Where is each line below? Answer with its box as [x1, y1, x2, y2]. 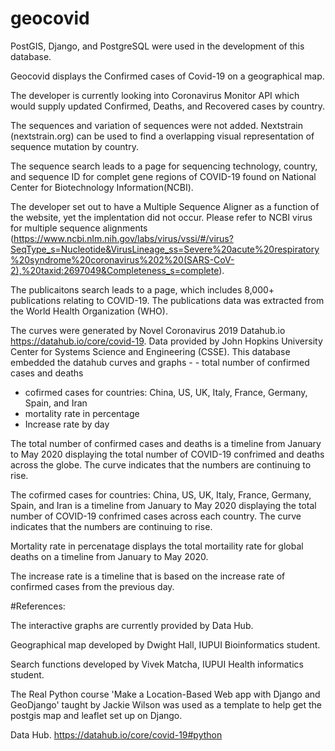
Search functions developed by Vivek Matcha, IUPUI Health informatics [10, 658, 304, 670]
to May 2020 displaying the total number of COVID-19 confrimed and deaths [10, 448, 325, 460]
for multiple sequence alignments [10, 222, 148, 234]
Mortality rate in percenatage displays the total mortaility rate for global [10, 540, 304, 552]
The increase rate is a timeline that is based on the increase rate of [10, 570, 286, 582]
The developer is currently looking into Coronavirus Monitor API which [10, 89, 300, 101]
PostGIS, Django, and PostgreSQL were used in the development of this [10, 40, 305, 52]
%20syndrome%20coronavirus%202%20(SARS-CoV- [10, 253, 235, 266]
